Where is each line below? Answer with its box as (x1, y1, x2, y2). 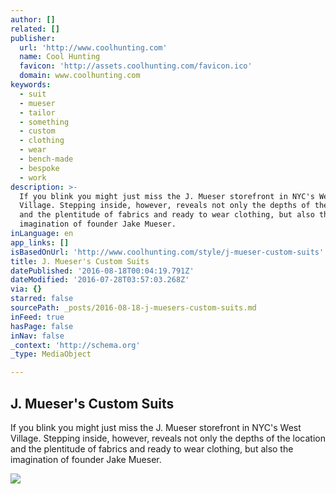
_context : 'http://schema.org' (10, 340, 141, 350)
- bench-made (19, 154, 74, 164)
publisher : (10, 33, 56, 43)
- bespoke (19, 163, 60, 173)
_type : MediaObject (10, 349, 92, 360)
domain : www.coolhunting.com (19, 71, 141, 81)
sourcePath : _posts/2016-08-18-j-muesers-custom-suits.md (10, 303, 257, 313)
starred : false (10, 294, 74, 304)
